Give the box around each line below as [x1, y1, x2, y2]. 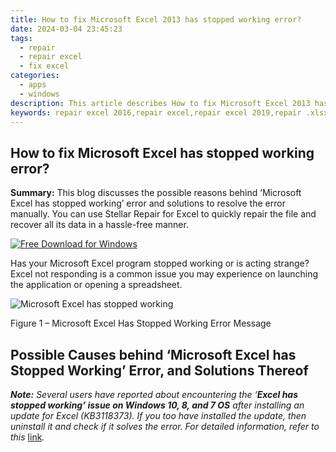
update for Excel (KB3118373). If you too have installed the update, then [10, 410, 307, 421]
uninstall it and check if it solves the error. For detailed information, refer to [10, 421, 320, 432]
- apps [19, 80, 47, 90]
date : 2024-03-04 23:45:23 [10, 24, 123, 34]
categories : [10, 71, 60, 81]
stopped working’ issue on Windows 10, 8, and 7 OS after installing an [10, 399, 305, 411]
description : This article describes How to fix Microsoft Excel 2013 [10, 98, 311, 108]
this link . [10, 431, 45, 443]
